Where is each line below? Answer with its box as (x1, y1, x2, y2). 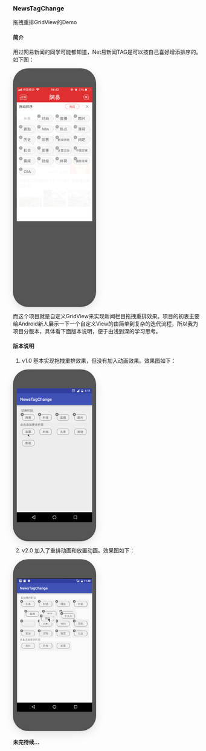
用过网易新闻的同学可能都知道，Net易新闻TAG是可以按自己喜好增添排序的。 (13, 48, 202, 56)
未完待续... (13, 738, 40, 746)
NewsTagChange (13, 4, 65, 13)
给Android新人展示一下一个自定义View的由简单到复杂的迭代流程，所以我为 (13, 320, 199, 327)
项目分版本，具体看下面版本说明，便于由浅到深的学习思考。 (13, 327, 161, 334)
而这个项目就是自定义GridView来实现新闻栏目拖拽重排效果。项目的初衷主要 (13, 312, 200, 319)
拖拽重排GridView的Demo (13, 19, 77, 26)
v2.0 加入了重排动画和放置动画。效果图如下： (21, 546, 135, 554)
